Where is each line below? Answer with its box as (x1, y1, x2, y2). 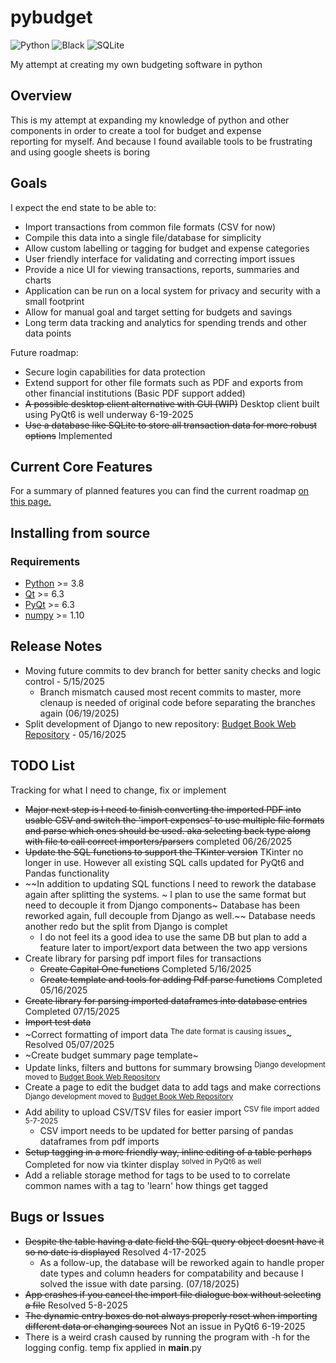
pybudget (10, 6, 93, 29)
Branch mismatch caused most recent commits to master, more (39, 686, 302, 698)
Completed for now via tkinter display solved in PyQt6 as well (24, 1157, 262, 1170)
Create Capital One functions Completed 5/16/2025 (39, 962, 252, 975)
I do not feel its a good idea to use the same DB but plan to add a (39, 931, 308, 943)
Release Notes (10, 638, 103, 655)
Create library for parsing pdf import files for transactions (24, 952, 262, 964)
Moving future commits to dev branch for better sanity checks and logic (24, 664, 322, 676)
